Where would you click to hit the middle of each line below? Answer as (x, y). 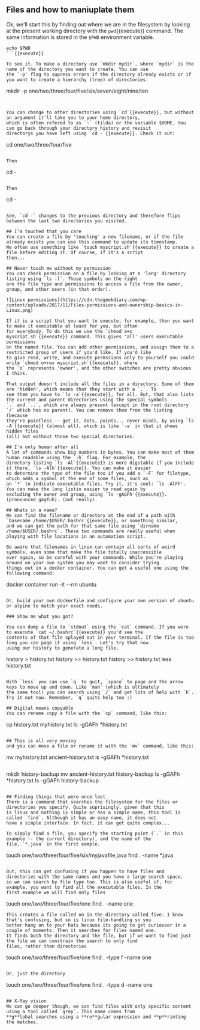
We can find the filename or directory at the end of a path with (91, 515)
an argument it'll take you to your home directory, (73, 117)
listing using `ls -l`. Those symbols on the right (72, 279)
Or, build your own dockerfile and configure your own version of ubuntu (100, 600)
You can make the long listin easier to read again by (76, 489)
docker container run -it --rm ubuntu (51, 584)
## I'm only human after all (43, 447)
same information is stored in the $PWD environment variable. (80, 37)
